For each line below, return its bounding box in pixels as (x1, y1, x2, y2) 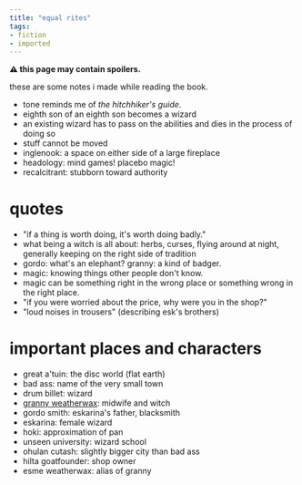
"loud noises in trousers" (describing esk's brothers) (22, 306, 220, 317)
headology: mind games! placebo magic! (22, 157, 176, 169)
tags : (9, 22, 30, 31)
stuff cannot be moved (22, 138, 108, 149)
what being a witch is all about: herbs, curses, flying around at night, (22, 239, 279, 250)
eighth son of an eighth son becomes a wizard (22, 108, 197, 119)
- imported (9, 38, 51, 48)
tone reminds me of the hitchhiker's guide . (22, 99, 182, 110)
